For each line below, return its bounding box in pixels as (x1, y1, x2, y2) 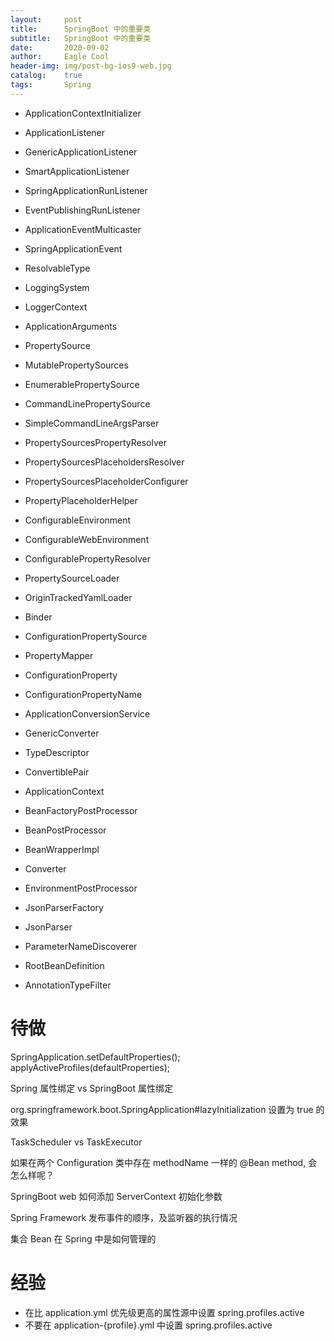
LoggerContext (24, 301, 88, 313)
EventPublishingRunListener (24, 204, 141, 216)
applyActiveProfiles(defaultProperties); (10, 1061, 171, 1073)
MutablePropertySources (24, 359, 129, 371)
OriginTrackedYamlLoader (24, 591, 133, 603)
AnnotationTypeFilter (24, 979, 112, 991)
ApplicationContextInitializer (24, 107, 142, 119)
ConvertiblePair (24, 766, 90, 778)
